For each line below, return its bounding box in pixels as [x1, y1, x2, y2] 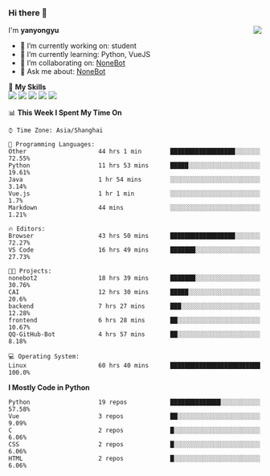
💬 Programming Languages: [8, 141, 95, 149]
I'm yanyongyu [8, 26, 59, 35]
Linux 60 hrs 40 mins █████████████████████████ [8, 362, 261, 370]
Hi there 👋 [8, 7, 48, 18]
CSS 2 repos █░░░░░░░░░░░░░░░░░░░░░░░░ [8, 441, 261, 449]
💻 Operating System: [8, 353, 80, 361]
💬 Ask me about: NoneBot [19, 67, 106, 76]
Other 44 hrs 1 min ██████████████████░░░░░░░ [8, 148, 261, 156]
